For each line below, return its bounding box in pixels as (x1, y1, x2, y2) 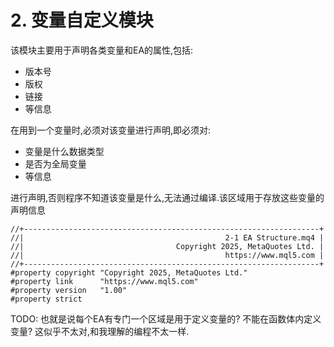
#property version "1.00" (10, 285, 128, 295)
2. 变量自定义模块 (10, 9, 154, 32)
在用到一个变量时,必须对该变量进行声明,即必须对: (10, 124, 212, 136)
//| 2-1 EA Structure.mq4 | (10, 232, 325, 243)
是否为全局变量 (24, 157, 87, 170)
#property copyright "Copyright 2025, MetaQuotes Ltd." (10, 267, 248, 278)
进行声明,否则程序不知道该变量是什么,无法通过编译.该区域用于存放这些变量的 (10, 191, 325, 203)
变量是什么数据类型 (24, 145, 105, 157)
